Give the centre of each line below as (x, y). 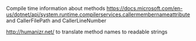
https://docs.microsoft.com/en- (144, 8)
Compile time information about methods (56, 8)
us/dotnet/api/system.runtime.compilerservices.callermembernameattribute (98, 14)
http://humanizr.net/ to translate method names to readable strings (87, 32)
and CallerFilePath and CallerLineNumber (56, 20)
